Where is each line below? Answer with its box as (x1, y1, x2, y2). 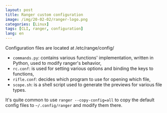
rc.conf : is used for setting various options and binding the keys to (12, 65, 154, 71)
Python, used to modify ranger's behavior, (12, 60, 102, 66)
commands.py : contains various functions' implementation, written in (12, 55, 154, 61)
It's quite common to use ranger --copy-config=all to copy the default (5, 97, 155, 103)
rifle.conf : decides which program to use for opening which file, (12, 77, 151, 82)
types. (12, 87, 27, 93)
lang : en (5, 31, 24, 36)
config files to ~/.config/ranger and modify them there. (5, 102, 123, 108)
